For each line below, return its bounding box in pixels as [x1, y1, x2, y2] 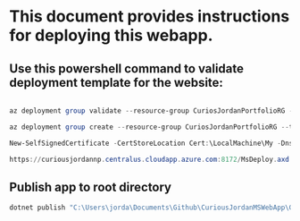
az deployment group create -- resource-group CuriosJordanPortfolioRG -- [9, 123, 290, 132]
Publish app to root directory [9, 179, 172, 194]
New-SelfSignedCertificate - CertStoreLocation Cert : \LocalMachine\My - [9, 139, 281, 148]
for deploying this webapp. [9, 25, 213, 46]
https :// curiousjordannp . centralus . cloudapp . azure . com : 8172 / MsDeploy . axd [9, 155, 290, 164]
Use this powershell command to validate [9, 61, 244, 76]
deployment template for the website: [9, 74, 223, 90]
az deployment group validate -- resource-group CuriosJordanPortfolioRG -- [9, 106, 297, 115]
